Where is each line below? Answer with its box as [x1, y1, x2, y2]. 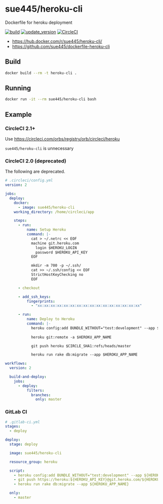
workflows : [5, 361, 27, 366]
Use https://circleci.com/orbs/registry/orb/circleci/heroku [5, 136, 120, 142]
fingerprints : [26, 299, 55, 304]
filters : [26, 388, 45, 393]
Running [5, 84, 32, 92]
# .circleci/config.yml [5, 178, 53, 183]
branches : [31, 393, 51, 397]
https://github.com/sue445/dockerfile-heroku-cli [12, 43, 110, 49]
